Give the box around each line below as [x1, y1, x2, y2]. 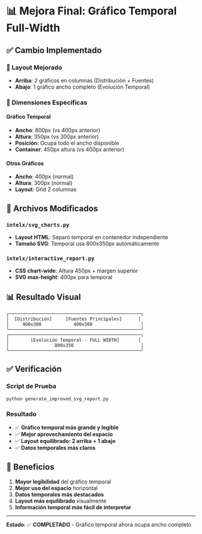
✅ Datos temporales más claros [14, 444, 96, 451]
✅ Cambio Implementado [6, 45, 102, 55]
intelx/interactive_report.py [6, 255, 95, 262]
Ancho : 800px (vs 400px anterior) [14, 127, 100, 134]
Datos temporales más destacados [14, 491, 104, 498]
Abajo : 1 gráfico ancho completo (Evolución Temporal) [14, 83, 150, 90]
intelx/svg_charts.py [6, 221, 70, 228]
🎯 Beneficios [6, 462, 55, 473]
